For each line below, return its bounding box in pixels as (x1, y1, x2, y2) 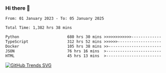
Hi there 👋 (5, 5, 31, 12)
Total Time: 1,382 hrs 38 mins (5, 25, 72, 30)
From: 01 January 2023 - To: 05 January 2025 (5, 16, 104, 21)
